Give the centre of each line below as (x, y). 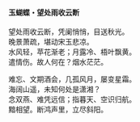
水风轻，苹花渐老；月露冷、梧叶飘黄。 (72, 52)
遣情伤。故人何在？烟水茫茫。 (58, 62)
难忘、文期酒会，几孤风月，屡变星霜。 (72, 79)
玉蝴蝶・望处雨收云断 (44, 12)
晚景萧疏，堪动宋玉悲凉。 (51, 42)
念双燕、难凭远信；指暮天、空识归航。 (72, 99)
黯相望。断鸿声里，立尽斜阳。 (58, 110)
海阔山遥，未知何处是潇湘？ (55, 90)
